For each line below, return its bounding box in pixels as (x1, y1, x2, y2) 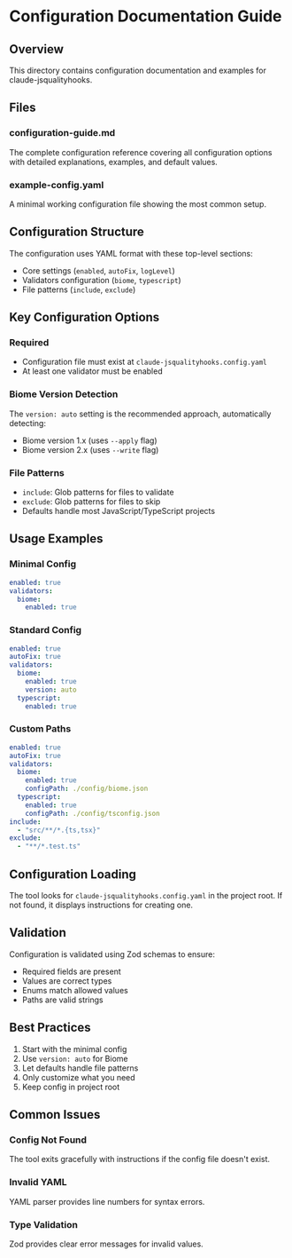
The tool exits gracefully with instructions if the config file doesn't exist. (9, 1154, 271, 1165)
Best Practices (9, 1020, 91, 1035)
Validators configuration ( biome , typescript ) (21, 274, 181, 285)
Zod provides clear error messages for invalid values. (9, 1238, 204, 1249)
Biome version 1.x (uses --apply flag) (21, 435, 158, 446)
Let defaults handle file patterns (21, 1063, 139, 1073)
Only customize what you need (21, 1072, 135, 1082)
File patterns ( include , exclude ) (21, 284, 136, 295)
